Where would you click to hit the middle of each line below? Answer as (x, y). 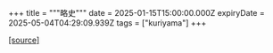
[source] (24, 40)
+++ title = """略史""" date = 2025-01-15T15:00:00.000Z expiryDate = (136, 13)
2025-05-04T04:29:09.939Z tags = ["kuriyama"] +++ (108, 23)
